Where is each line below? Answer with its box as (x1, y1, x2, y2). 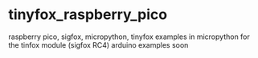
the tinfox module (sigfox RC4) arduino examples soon (8, 40, 189, 49)
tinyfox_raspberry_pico (8, 6, 167, 24)
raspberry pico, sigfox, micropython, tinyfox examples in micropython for (8, 32, 251, 41)
